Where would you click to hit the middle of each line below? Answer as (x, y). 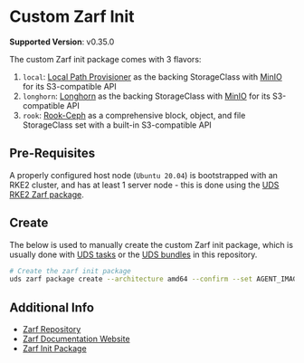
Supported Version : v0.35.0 (62, 42)
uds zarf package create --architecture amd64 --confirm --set (131, 279)
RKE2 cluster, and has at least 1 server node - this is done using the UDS (144, 185)
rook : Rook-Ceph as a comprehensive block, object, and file (134, 115)
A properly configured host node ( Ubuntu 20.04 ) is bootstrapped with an (144, 175)
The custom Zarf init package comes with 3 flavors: (105, 59)
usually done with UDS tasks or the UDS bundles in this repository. (133, 254)
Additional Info (52, 307)
